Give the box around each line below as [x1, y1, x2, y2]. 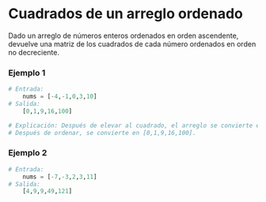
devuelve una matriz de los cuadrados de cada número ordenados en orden [8, 39, 256, 48]
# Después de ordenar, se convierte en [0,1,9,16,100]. [8, 129, 196, 137]
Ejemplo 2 [8, 148, 47, 159]
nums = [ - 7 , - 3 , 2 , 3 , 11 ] [22, 173, 97, 181]
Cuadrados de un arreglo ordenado [8, 5, 243, 23]
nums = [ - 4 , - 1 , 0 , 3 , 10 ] [22, 92, 97, 101]
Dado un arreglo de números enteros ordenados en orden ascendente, [8, 31, 239, 40]
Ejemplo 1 [8, 67, 46, 78]
